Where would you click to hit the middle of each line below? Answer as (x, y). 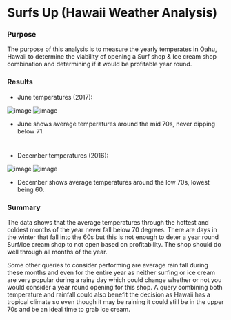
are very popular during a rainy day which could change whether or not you (114, 280)
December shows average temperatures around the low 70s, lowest (113, 182)
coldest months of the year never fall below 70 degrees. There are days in (112, 230)
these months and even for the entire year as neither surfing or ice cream (111, 273)
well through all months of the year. (57, 252)
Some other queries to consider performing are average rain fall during (108, 265)
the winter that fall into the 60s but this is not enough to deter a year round (113, 237)
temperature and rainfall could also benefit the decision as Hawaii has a (109, 294)
